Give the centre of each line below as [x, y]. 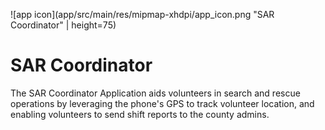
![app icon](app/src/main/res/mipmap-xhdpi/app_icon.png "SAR [142, 14]
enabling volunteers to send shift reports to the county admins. [140, 114]
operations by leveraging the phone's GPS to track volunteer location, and [162, 103]
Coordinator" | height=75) [63, 25]
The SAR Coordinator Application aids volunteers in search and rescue [155, 93]
